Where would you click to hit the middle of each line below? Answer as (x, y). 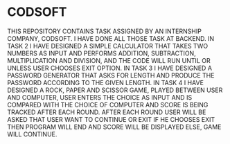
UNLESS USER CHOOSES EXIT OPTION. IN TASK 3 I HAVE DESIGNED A (110, 68)
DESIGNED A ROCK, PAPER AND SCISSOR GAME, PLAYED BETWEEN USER (115, 90)
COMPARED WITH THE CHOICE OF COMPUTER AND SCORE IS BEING (108, 105)
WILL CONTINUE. (32, 134)
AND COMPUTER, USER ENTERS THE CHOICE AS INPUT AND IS (100, 97)
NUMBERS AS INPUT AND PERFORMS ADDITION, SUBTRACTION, (101, 53)
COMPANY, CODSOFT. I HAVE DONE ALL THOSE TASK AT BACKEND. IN (111, 38)
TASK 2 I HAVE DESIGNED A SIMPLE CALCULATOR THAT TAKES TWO (108, 46)
